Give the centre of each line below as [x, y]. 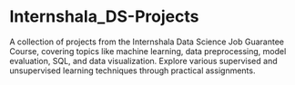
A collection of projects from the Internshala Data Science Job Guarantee [147, 42]
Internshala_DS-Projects [104, 17]
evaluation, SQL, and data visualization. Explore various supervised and [143, 61]
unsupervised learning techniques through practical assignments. [132, 71]
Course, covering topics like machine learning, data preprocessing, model [148, 51]
